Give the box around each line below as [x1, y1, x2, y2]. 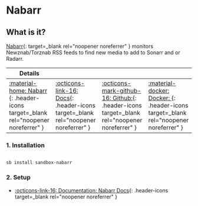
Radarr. [6, 55, 24, 62]
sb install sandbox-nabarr [6, 160, 72, 166]
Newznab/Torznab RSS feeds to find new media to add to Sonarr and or [6, 49, 181, 56]
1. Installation [6, 141, 45, 149]
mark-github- [101, 87, 141, 94]
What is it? [6, 27, 46, 37]
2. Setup [6, 174, 31, 182]
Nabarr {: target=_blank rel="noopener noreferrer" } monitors [6, 42, 154, 50]
